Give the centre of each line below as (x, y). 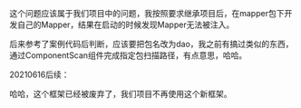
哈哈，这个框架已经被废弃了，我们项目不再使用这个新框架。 (121, 94)
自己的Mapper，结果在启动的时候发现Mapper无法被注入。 (126, 25)
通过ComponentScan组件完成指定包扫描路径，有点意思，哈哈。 (128, 55)
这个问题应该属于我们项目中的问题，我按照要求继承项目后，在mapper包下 (147, 13)
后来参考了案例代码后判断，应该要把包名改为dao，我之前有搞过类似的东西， (151, 44)
